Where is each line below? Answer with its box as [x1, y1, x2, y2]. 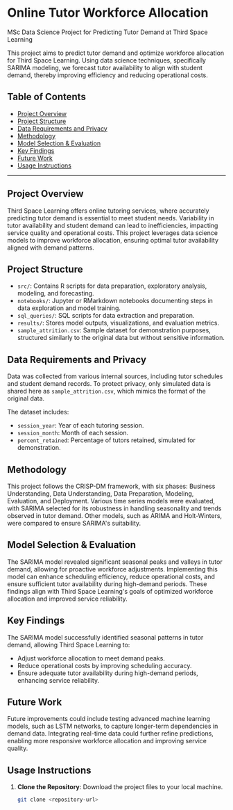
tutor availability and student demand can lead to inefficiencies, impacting [7, 221, 218, 229]
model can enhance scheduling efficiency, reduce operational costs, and [7, 572, 215, 581]
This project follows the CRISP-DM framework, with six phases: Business [7, 482, 216, 490]
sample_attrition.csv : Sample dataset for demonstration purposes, [17, 326, 212, 334]
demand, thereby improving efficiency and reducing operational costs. [7, 71, 208, 79]
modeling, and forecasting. [17, 289, 95, 298]
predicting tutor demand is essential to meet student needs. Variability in [7, 213, 215, 222]
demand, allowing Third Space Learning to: [7, 640, 130, 649]
